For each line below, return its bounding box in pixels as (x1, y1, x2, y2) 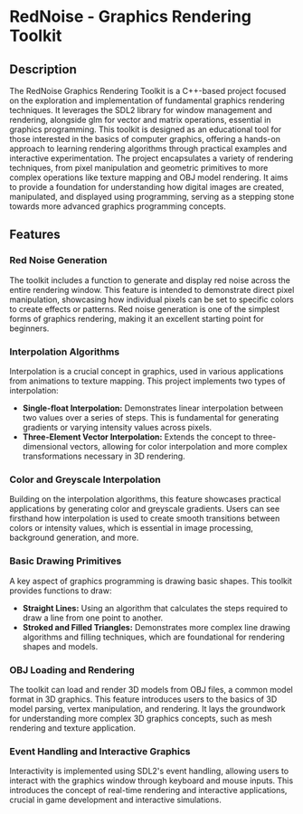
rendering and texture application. (9, 722, 137, 734)
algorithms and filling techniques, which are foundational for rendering (22, 631, 285, 642)
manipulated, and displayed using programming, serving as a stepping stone (9, 192, 295, 202)
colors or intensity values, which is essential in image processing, (9, 523, 253, 534)
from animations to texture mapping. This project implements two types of (9, 375, 286, 386)
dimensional (22, 440, 69, 451)
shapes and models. (22, 640, 99, 652)
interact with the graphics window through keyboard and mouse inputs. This (9, 775, 294, 786)
